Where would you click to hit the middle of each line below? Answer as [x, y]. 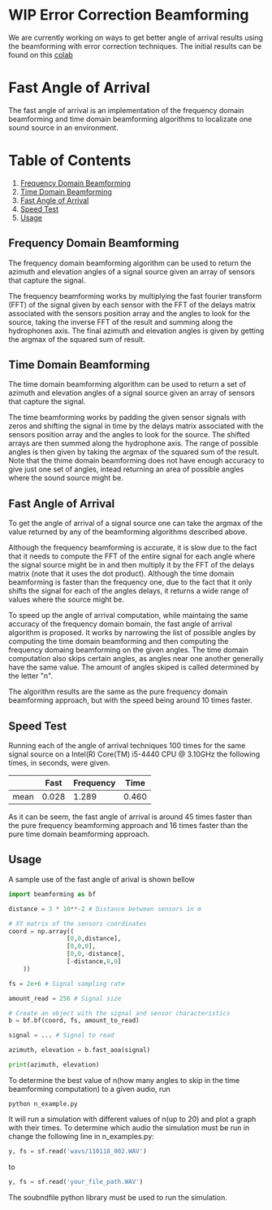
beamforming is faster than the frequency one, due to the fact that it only [130, 582]
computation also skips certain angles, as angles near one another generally [136, 659]
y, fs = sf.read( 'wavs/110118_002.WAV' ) [78, 1151]
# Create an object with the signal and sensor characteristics [119, 1013]
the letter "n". [31, 676]
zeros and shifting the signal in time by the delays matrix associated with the [136, 426]
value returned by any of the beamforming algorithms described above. [128, 532]
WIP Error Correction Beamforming [129, 15]
